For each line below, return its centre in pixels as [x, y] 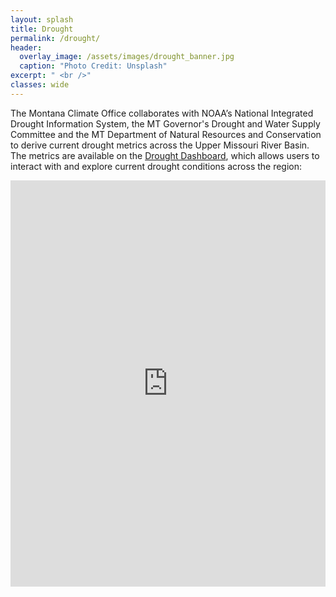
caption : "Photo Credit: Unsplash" [93, 66]
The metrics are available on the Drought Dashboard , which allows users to [165, 155]
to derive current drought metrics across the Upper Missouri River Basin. [160, 145]
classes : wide [40, 85]
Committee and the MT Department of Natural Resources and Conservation [166, 134]
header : [26, 47]
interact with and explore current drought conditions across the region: [156, 166]
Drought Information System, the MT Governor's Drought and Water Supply [165, 123]
